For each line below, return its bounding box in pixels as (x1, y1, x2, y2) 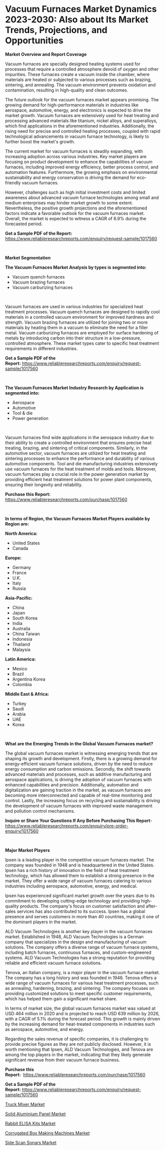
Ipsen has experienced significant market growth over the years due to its (5, 893, 155, 899)
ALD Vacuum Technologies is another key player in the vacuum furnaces (5, 928, 153, 934)
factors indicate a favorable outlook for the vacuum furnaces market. (5, 210, 145, 216)
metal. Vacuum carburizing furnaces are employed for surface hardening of (5, 329, 159, 335)
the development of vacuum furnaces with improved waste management (5, 803, 153, 809)
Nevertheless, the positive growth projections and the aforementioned (5, 205, 147, 211)
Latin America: (5, 656, 36, 662)
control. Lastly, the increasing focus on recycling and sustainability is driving (5, 797, 160, 803)
